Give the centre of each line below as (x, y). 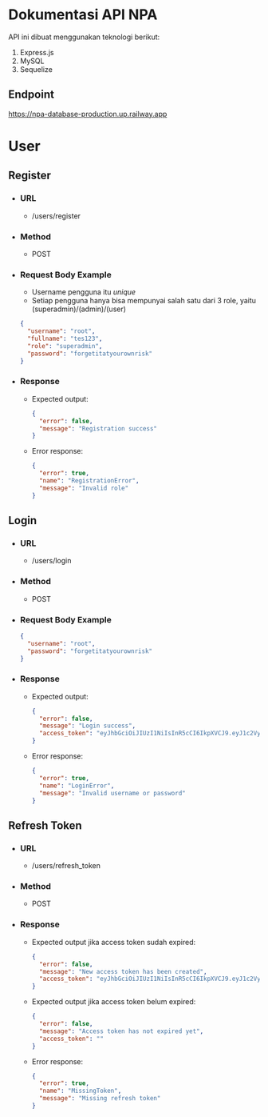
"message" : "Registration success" (98, 428)
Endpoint (31, 95)
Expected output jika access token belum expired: (114, 1002)
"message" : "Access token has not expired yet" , (121, 1031)
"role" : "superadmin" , (65, 346)
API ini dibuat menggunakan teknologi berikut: (84, 37)
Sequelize (36, 69)
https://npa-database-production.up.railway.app (88, 114)
